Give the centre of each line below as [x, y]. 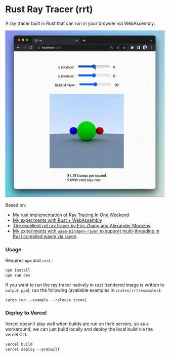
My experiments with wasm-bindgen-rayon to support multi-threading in [86, 231]
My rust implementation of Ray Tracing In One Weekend [71, 215]
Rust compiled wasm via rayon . [45, 236]
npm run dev [18, 275]
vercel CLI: [16, 335]
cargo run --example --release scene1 [46, 300]
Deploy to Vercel [26, 312]
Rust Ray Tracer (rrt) [49, 9]
